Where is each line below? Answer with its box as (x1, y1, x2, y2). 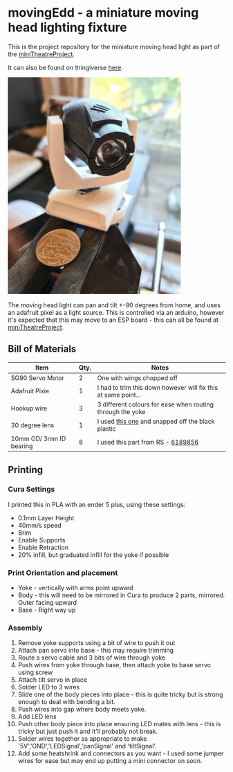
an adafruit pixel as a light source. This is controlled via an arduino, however (8, 309, 225, 317)
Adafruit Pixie (10, 387, 50, 395)
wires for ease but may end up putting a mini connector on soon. (17, 757, 203, 765)
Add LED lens (17, 712, 57, 721)
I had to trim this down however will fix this (97, 383, 218, 391)
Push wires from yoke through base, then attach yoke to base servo (17, 661, 212, 669)
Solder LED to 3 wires (17, 683, 80, 692)
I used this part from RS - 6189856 (97, 438, 199, 447)
